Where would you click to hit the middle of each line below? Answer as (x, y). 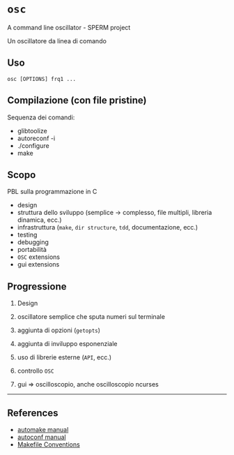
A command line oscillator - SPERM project (69, 27)
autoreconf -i (36, 138)
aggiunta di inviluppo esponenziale (67, 344)
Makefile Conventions (48, 445)
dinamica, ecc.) (39, 220)
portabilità (32, 250)
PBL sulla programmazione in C (52, 192)
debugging (33, 242)
